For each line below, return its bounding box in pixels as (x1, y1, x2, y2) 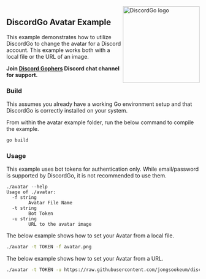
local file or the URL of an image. (6, 53, 89, 60)
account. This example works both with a (6, 46, 110, 54)
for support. (6, 71, 38, 78)
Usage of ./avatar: (6, 189, 56, 195)
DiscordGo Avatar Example (6, 17, 112, 28)
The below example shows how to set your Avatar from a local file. (6, 232, 175, 239)
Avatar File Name (28, 200, 72, 206)
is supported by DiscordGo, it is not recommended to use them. (6, 172, 167, 179)
